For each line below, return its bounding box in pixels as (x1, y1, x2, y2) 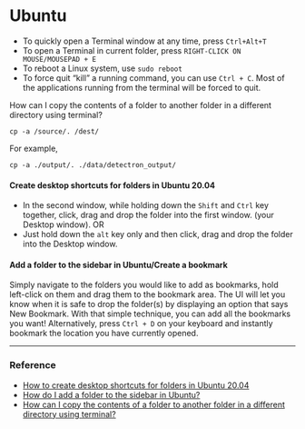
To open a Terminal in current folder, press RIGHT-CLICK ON (22, 45, 241, 55)
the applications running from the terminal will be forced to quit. (22, 82, 261, 93)
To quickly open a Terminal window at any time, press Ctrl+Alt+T (22, 35, 267, 46)
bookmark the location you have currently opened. (9, 328, 199, 339)
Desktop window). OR (22, 219, 104, 230)
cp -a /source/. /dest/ (9, 126, 100, 136)
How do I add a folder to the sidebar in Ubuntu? (22, 389, 201, 400)
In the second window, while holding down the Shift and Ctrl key (22, 200, 270, 211)
